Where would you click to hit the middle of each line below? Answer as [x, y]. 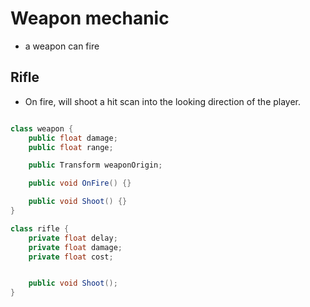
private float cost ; [71, 257]
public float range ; [71, 147]
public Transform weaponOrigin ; [95, 165]
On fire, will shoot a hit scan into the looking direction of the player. [163, 101]
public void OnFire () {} [80, 183]
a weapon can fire [62, 46]
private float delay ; [73, 238]
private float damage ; [75, 247]
